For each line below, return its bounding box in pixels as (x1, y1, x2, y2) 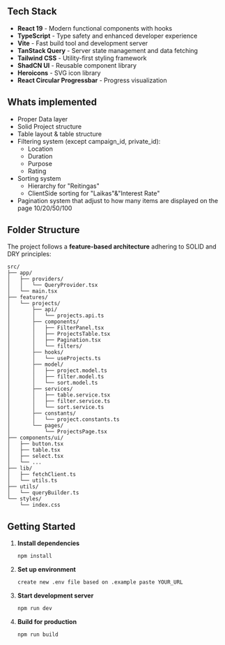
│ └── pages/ (7, 422, 64, 429)
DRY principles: (7, 250, 52, 258)
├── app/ (7, 269, 33, 276)
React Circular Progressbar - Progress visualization (17, 76, 167, 84)
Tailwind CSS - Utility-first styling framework (17, 54, 147, 62)
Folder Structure (7, 224, 80, 236)
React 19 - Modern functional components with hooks (17, 24, 173, 32)
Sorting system (17, 174, 61, 182)
